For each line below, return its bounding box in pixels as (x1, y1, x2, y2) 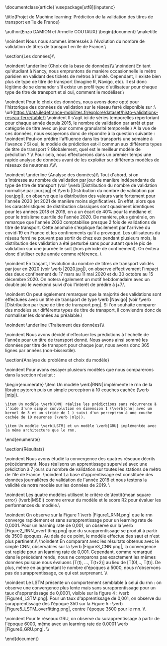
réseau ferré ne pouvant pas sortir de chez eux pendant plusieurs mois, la (5, 235, 157, 241)
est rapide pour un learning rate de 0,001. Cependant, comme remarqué (5, 549, 153, 555)
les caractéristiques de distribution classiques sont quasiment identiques (5, 204, 155, 209)
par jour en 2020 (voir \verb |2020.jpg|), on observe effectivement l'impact (5, 266, 159, 272)
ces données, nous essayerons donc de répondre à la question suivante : (5, 131, 155, 136)
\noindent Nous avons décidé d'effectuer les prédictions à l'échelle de (5, 332, 149, 337)
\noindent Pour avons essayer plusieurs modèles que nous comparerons (5, 367, 154, 372)
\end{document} (5, 636, 39, 642)
